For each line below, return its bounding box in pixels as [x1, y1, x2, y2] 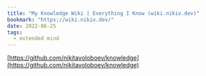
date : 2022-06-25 [7, 22, 57, 29]
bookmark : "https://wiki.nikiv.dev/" [7, 16, 115, 23]
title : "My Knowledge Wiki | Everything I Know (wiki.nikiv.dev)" [7, 9, 200, 17]
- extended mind [13, 35, 59, 42]
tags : [7, 28, 23, 36]
